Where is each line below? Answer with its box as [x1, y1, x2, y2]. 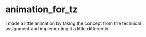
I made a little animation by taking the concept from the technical [5, 20, 141, 26]
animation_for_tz [5, 4, 78, 15]
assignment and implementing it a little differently [5, 25, 109, 31]
